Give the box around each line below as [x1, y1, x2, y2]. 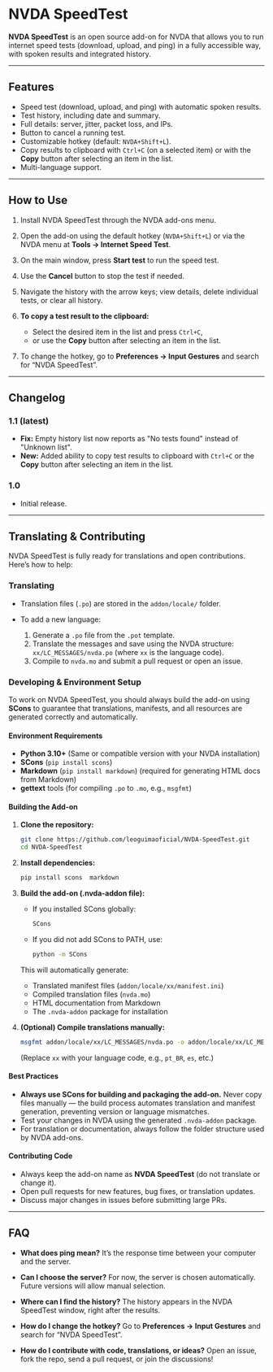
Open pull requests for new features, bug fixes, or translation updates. [19, 1187, 256, 1196]
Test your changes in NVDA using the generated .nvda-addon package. [19, 1115, 258, 1125]
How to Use [8, 193, 68, 207]
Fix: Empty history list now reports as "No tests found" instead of [19, 434, 239, 444]
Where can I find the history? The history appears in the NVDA [19, 1296, 233, 1306]
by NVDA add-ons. [19, 1132, 84, 1142]
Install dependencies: [19, 858, 96, 868]
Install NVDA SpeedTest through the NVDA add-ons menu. [19, 215, 217, 224]
